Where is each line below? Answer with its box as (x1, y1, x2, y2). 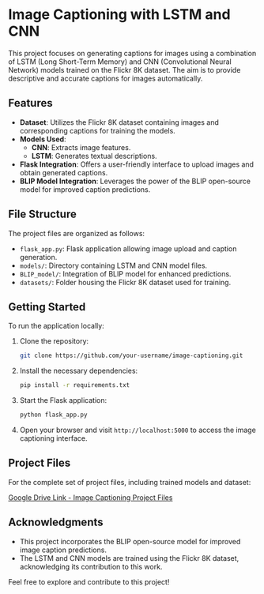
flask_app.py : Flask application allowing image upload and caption (19, 243, 237, 254)
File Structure (8, 208, 77, 221)
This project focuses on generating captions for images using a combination (8, 48, 257, 58)
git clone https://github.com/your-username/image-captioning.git (19, 352, 243, 360)
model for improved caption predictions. (19, 184, 151, 194)
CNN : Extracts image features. (31, 142, 131, 152)
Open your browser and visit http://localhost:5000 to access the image (19, 425, 257, 434)
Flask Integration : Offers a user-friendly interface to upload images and (19, 160, 255, 169)
